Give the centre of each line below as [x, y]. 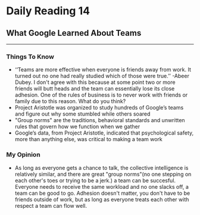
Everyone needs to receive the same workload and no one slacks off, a [102, 186]
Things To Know [30, 57]
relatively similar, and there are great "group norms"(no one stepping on [103, 174]
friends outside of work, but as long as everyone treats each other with [102, 199]
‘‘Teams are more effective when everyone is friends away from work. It [103, 70]
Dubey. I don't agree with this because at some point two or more [95, 82]
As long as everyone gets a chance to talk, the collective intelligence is [101, 167]
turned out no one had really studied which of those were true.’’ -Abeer [102, 76]
